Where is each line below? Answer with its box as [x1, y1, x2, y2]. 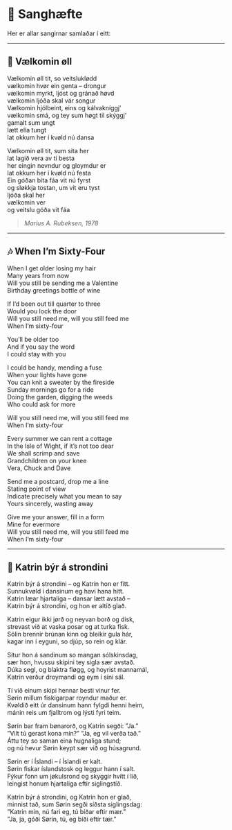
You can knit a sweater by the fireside [7, 378, 115, 386]
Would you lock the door [7, 306, 77, 315]
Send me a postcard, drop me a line [7, 477, 109, 485]
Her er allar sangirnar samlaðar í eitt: [7, 29, 111, 37]
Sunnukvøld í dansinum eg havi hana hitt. [7, 587, 124, 596]
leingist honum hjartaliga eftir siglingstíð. [7, 779, 122, 788]
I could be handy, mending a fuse [7, 363, 102, 372]
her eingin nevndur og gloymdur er [7, 161, 106, 169]
